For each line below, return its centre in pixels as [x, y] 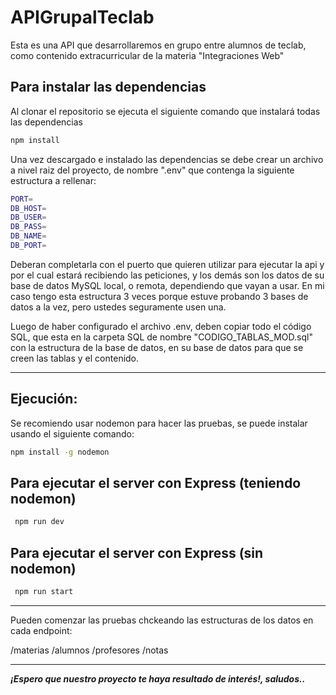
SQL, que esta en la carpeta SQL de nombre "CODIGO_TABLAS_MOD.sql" [161, 337]
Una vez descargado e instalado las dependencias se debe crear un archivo [167, 159]
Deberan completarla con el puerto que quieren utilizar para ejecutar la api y [167, 264]
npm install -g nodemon [60, 452]
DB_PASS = [28, 227]
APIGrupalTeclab [82, 17]
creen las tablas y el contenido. [75, 358]
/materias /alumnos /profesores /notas [89, 650]
